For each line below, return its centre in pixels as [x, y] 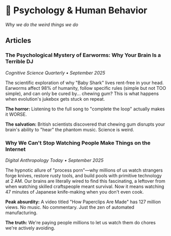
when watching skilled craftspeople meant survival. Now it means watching [85, 186]
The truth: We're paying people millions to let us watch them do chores [81, 222]
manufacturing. [22, 213]
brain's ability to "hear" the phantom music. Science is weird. [70, 129]
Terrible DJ [19, 62]
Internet [16, 149]
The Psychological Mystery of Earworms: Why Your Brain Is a [83, 55]
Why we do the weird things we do [42, 25]
